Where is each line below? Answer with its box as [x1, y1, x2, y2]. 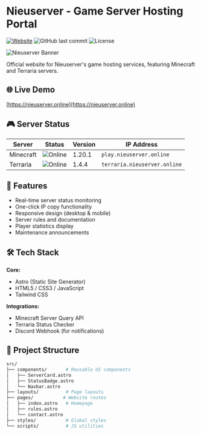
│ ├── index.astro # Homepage [6, 400, 94, 407]
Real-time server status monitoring [14, 197, 101, 204]
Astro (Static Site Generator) [14, 278, 86, 285]
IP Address [126, 140, 158, 148]
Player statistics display [14, 222, 74, 230]
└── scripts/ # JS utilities [6, 423, 104, 429]
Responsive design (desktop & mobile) [14, 210, 111, 217]
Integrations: [6, 303, 40, 310]
